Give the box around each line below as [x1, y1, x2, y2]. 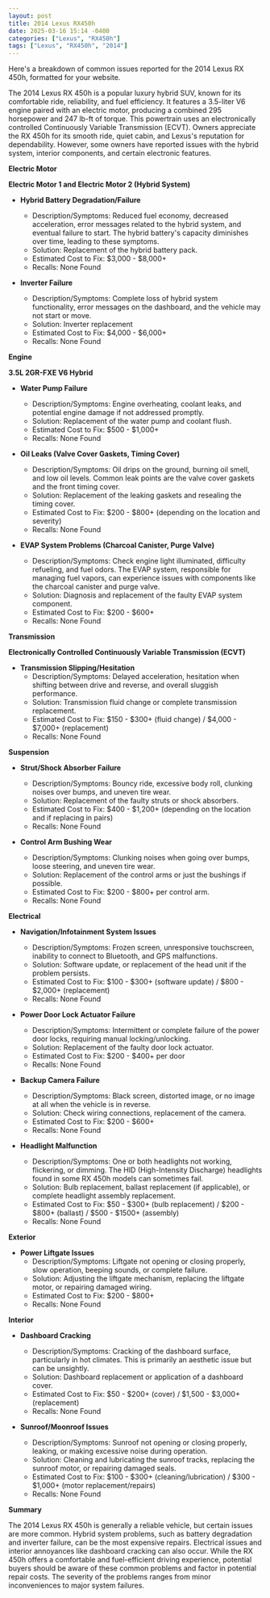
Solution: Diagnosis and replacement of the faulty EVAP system [31, 590, 243, 600]
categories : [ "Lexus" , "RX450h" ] [8, 34, 121, 43]
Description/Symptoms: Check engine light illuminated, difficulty [31, 556, 246, 566]
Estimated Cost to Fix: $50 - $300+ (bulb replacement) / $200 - [31, 1200, 245, 1210]
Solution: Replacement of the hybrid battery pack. [31, 245, 198, 255]
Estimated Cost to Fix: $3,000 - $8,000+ [31, 254, 167, 263]
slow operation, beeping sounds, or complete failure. [31, 1265, 208, 1275]
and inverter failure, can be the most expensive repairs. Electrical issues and [8, 1537, 262, 1547]
